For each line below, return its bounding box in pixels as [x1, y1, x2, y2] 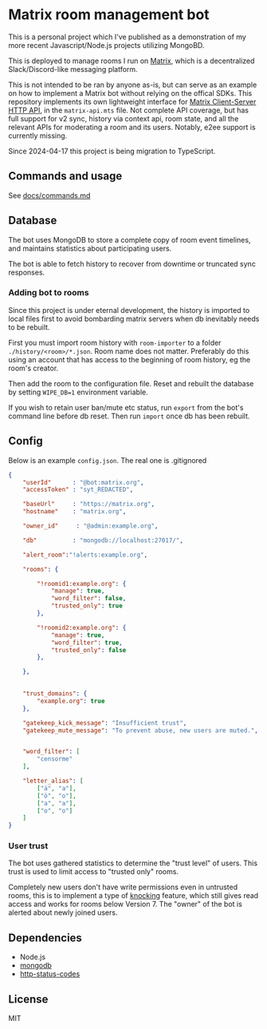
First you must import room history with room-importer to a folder [8, 338, 222, 347]
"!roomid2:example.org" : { [37, 623, 127, 631]
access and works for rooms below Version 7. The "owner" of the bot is [8, 900, 243, 909]
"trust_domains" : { [22, 690, 88, 698]
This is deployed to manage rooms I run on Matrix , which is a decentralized [8, 56, 255, 65]
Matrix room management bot [8, 6, 210, 24]
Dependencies [8, 931, 82, 944]
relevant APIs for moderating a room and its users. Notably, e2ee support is [8, 122, 257, 132]
